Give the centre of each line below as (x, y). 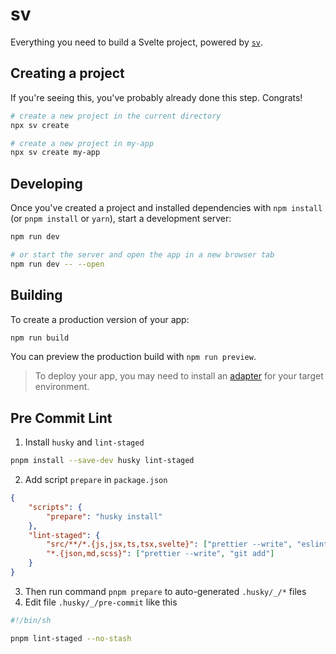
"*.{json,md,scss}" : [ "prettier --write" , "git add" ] (160, 554)
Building (36, 295)
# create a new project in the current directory (116, 116)
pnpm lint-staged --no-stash (71, 638)
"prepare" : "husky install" (104, 516)
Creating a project (67, 73)
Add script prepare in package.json (96, 480)
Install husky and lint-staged (84, 442)
